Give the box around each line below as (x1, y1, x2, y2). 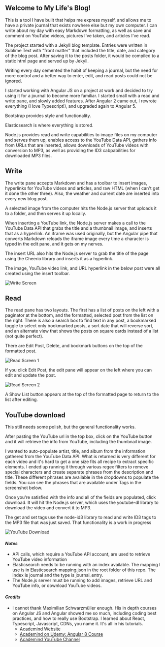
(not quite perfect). (5, 333, 43, 339)
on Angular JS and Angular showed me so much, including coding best (12, 610, 157, 616)
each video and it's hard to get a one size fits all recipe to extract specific (5, 459, 154, 464)
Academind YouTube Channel (19, 636, 80, 642)
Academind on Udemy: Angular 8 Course (19, 631, 103, 637)
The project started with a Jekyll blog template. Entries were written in (5, 42, 148, 48)
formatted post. (5, 348, 37, 354)
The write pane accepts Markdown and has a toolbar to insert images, (5, 180, 148, 186)
